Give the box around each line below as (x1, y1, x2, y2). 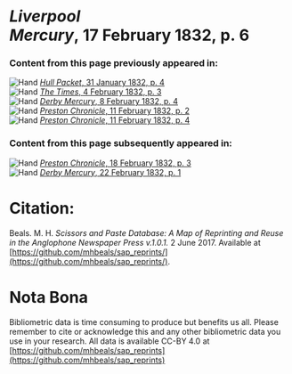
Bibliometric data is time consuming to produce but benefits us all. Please (9, 316, 279, 327)
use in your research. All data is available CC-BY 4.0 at (9, 336, 210, 346)
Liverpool (9, 6, 81, 27)
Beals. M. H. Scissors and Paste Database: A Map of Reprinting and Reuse (9, 227, 284, 238)
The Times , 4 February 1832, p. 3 (39, 86, 162, 97)
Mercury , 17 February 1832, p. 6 (9, 25, 250, 45)
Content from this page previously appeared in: (9, 57, 218, 69)
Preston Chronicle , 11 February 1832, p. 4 (39, 115, 191, 126)
